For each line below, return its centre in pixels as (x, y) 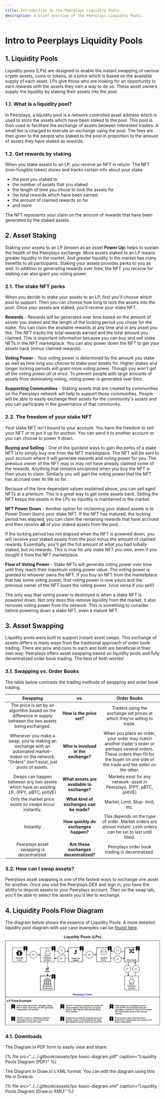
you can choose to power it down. (40, 438)
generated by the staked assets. (38, 220)
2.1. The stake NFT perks (35, 286)
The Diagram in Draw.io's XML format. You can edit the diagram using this (80, 1071)
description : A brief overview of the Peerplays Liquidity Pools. (74, 16)
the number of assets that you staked (50, 185)
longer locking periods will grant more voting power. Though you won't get (81, 369)
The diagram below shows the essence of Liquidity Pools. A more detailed (80, 922)
